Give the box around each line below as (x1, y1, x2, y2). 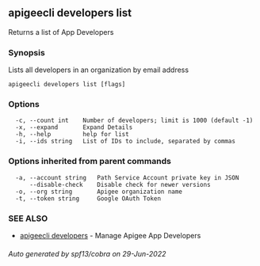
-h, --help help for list (15, 131, 129, 139)
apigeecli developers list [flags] (8, 81, 126, 89)
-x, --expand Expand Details (15, 123, 133, 131)
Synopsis (8, 47, 45, 58)
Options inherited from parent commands (8, 156, 172, 167)
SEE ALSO (8, 213, 48, 224)
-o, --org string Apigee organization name (15, 188, 182, 196)
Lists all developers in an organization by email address (8, 65, 189, 74)
